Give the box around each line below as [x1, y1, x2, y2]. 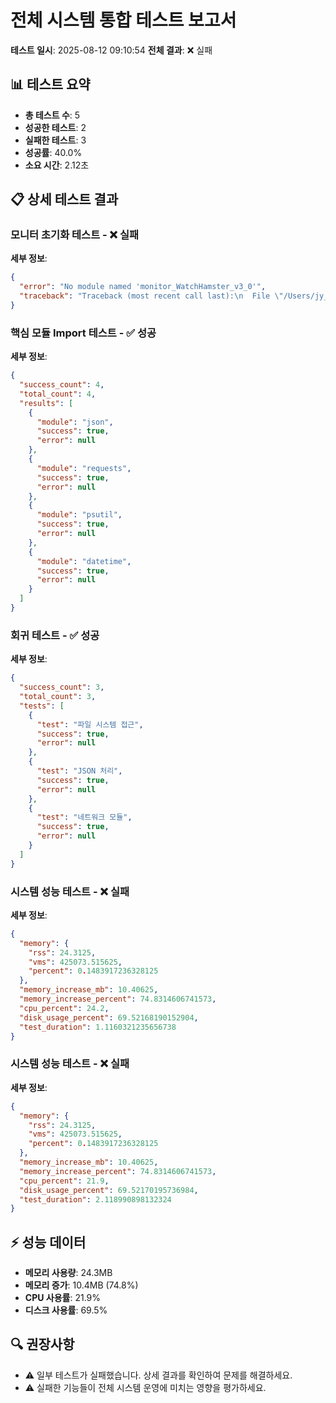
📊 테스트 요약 [10, 76, 91, 93]
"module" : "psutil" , [36, 510, 123, 520]
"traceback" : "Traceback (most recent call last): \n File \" [19, 291, 284, 301]
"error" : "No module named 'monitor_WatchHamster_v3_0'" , [19, 282, 267, 292]
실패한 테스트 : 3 [24, 134, 87, 146]
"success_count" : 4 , [19, 380, 105, 390]
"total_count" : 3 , [19, 692, 97, 702]
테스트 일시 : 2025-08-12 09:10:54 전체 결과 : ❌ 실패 [10, 44, 213, 56]
